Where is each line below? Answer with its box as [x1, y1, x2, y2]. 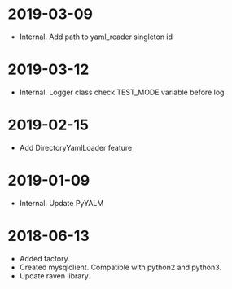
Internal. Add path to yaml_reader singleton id [19, 32, 173, 42]
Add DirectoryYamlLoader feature [19, 142, 133, 152]
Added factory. [19, 253, 70, 263]
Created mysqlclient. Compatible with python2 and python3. [19, 262, 221, 272]
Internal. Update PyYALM [19, 198, 104, 208]
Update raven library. [19, 270, 90, 281]
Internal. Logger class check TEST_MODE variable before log [19, 87, 225, 97]
